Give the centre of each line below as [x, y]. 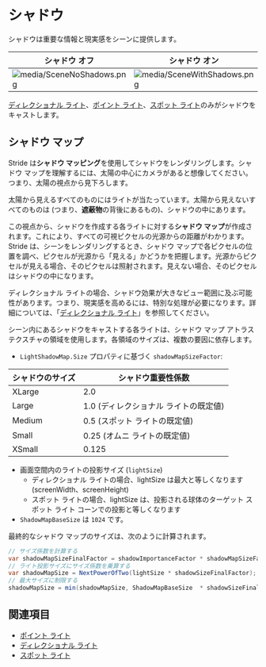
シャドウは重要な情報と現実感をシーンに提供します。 [94, 39]
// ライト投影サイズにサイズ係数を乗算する [69, 566]
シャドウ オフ [69, 60]
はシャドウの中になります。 [53, 276]
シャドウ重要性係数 [154, 378]
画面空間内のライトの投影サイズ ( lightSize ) [91, 470]
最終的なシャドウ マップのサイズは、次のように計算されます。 [110, 536]
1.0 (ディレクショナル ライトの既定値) [154, 406]
